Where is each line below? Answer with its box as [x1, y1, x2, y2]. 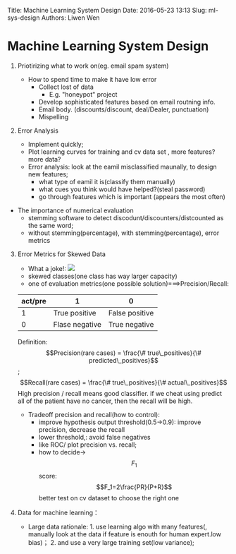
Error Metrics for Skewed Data [17, 250, 106, 258]
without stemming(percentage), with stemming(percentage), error [27, 229, 220, 237]
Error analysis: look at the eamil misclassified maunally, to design [27, 162, 217, 171]
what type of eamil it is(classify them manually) [38, 177, 176, 186]
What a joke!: [27, 264, 67, 272]
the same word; [27, 221, 74, 229]
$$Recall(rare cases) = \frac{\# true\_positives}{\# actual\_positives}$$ [20, 378, 228, 387]
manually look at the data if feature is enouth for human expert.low [27, 529, 222, 538]
